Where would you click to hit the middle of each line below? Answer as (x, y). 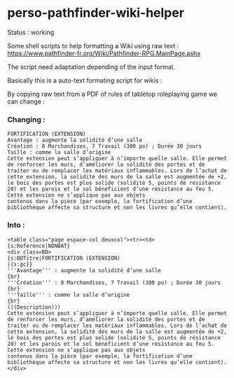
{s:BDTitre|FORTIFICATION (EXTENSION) (64, 258)
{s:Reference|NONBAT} (39, 246)
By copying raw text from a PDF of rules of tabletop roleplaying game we (112, 94)
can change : (26, 101)
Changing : (26, 119)
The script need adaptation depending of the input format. (91, 66)
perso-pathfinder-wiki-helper (96, 13)
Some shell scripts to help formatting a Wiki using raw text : (93, 45)
